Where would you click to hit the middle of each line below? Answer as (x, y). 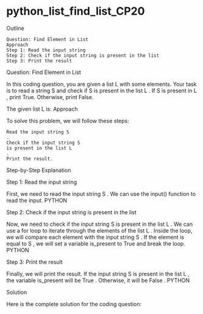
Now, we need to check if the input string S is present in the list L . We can (100, 224)
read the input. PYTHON (37, 200)
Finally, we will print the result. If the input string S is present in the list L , (98, 274)
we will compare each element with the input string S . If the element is (95, 237)
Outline (15, 28)
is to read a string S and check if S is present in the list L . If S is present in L (101, 91)
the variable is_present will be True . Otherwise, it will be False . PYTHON (98, 280)
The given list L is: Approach (42, 109)
